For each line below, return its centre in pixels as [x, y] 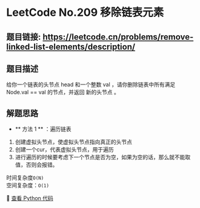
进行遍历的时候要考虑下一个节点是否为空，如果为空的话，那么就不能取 [103, 157]
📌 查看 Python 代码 [30, 198]
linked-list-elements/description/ [71, 47]
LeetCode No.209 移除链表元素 [85, 12]
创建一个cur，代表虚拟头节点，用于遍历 [64, 150]
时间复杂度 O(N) [25, 178]
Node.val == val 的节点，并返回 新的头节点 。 [63, 92]
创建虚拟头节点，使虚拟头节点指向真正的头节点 [73, 142]
